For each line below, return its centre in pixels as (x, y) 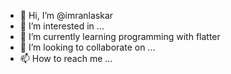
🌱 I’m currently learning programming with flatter (120, 36)
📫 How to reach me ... (66, 58)
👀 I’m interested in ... (62, 26)
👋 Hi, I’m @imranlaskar (66, 15)
